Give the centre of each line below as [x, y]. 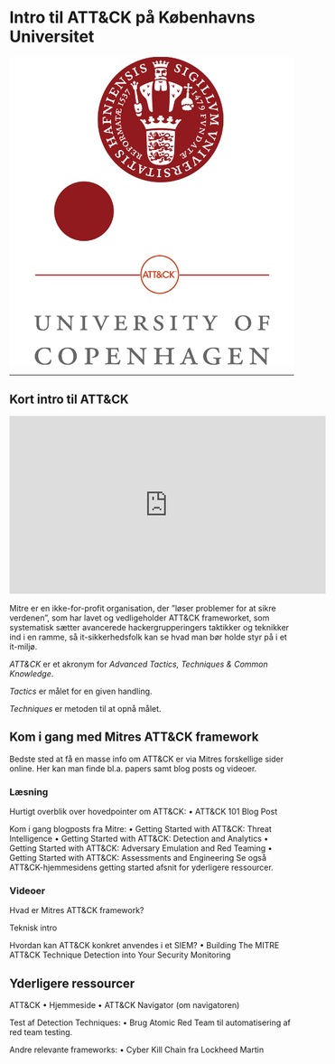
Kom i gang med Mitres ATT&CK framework [134, 737]
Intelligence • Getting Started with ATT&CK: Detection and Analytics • [139, 839]
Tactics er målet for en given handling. [81, 691]
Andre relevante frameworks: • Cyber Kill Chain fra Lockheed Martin [137, 1050]
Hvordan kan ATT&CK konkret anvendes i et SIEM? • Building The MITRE [144, 946]
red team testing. [41, 1032]
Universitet [52, 37]
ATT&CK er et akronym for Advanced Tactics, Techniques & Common [139, 664]
